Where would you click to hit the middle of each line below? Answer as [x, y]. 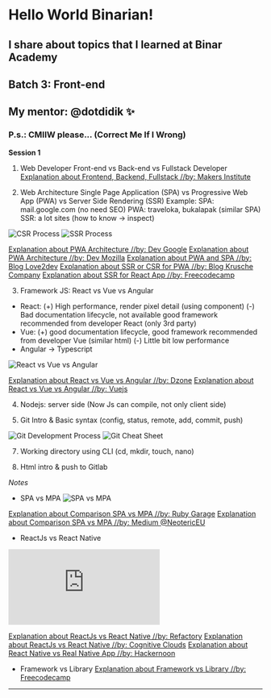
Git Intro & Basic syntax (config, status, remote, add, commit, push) [131, 420]
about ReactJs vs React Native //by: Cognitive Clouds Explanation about [128, 644]
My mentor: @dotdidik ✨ [72, 112]
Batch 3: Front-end [57, 84]
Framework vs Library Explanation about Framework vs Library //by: [133, 669]
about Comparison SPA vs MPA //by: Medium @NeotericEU [107, 522]
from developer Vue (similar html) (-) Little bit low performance [125, 340]
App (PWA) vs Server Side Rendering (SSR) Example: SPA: [117, 201]
